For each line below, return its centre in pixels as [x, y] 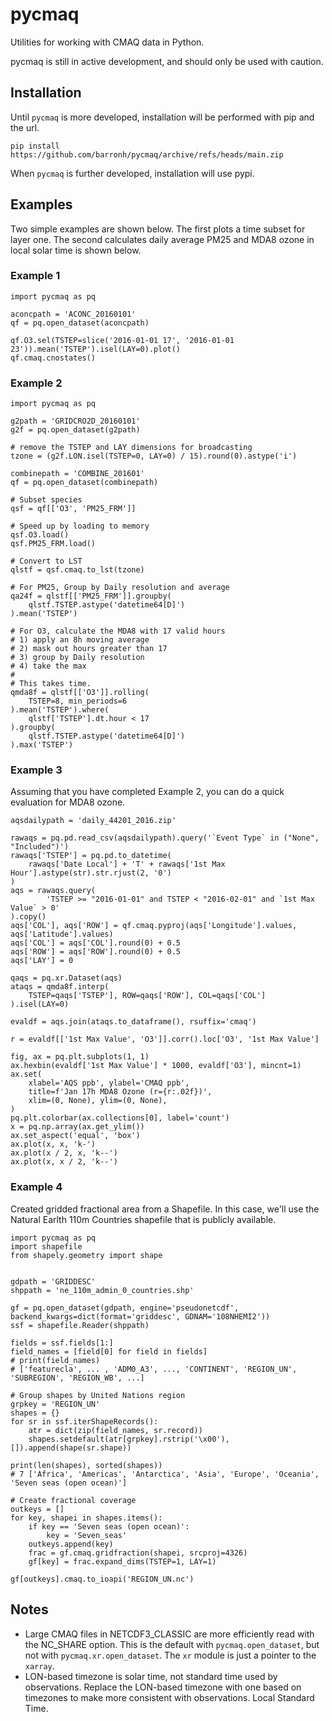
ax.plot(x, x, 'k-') [53, 1144]
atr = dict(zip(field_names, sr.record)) [115, 1430]
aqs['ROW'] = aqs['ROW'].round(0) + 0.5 [96, 952]
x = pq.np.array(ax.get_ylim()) [77, 1127]
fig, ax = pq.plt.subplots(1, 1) [80, 1057]
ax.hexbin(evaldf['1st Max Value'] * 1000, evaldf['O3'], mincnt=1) [156, 1066]
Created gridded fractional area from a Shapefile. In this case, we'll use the [165, 1209]
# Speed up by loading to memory [80, 526]
